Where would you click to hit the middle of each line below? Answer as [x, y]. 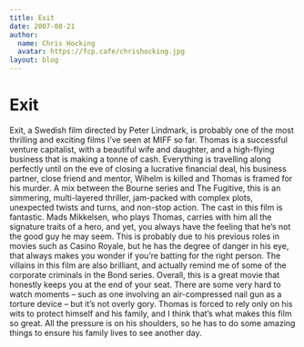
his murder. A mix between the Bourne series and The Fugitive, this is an [145, 188]
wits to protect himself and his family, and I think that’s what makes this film [151, 313]
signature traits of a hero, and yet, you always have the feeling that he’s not [150, 226]
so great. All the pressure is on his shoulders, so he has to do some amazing [152, 322]
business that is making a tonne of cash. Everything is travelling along [140, 159]
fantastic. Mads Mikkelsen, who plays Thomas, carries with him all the [141, 217]
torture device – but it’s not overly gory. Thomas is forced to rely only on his [151, 303]
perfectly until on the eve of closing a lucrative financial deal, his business [148, 168]
